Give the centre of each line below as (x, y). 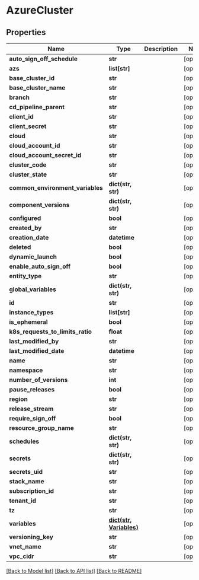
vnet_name (25, 546)
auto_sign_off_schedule (44, 59)
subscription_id (32, 491)
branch (20, 97)
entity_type (25, 276)
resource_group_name (41, 428)
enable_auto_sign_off (40, 266)
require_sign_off (33, 418)
